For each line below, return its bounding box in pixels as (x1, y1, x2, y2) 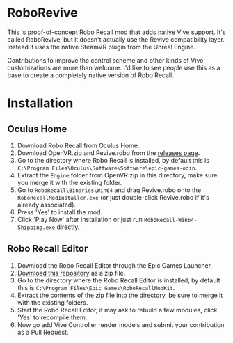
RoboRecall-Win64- (143, 216, 198, 223)
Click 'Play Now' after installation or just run (17, 215, 143, 223)
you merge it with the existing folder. (17, 178, 122, 186)
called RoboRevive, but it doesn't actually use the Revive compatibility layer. (7, 35, 225, 43)
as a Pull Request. (17, 328, 69, 336)
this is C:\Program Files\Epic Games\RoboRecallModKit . (17, 283, 175, 292)
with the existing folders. (17, 298, 88, 307)
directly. (56, 223, 80, 231)
